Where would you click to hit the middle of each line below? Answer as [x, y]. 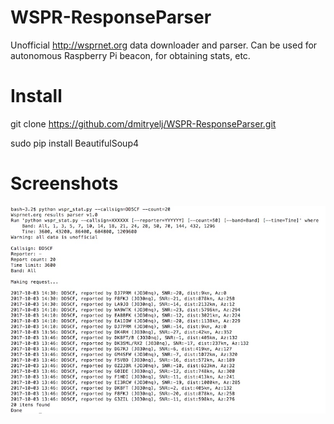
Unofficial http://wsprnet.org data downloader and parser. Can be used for [164, 45]
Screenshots [64, 183]
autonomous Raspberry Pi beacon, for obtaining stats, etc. [130, 55]
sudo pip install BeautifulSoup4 [75, 143]
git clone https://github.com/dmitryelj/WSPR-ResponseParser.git [143, 123]
